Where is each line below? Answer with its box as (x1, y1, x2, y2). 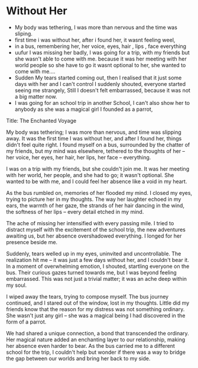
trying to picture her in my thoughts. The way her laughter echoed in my (6, 196, 181, 203)
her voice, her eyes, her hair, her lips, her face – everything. (6, 153, 151, 161)
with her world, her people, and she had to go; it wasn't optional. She (6, 171, 174, 178)
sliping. (14, 30, 33, 37)
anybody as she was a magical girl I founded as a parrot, (14, 105, 153, 113)
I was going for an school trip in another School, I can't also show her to (14, 99, 190, 106)
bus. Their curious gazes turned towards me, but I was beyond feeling (6, 268, 177, 276)
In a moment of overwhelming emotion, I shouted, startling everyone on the (6, 263, 190, 270)
